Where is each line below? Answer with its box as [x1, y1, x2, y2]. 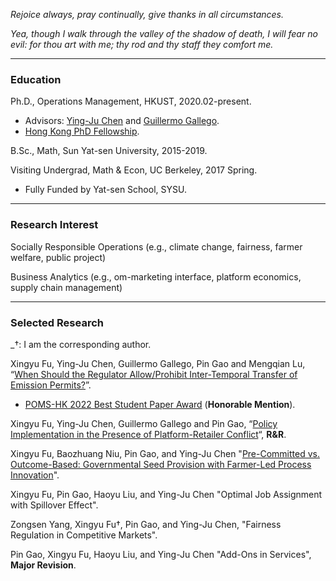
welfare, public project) [10, 251, 107, 263]
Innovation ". [10, 469, 60, 481]
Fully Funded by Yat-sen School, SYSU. [24, 184, 187, 196]
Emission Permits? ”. [10, 379, 92, 391]
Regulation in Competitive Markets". [10, 529, 158, 541]
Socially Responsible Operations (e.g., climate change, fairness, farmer [10, 240, 303, 253]
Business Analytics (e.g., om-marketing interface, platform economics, [10, 270, 302, 283]
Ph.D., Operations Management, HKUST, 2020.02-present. [10, 95, 252, 108]
